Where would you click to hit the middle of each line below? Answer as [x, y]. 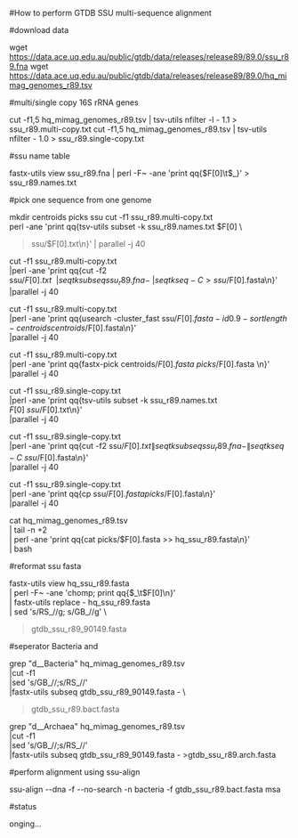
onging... [25, 824]
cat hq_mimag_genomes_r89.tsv [69, 520]
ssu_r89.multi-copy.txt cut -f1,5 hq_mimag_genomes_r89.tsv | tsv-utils [138, 129]
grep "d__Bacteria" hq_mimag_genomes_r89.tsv [97, 663]
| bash [21, 549]
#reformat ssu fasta [45, 565]
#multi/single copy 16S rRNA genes [74, 102]
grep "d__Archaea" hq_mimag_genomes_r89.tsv [97, 726]
